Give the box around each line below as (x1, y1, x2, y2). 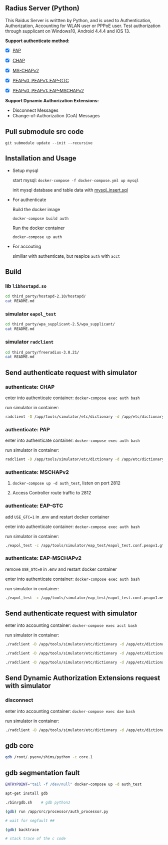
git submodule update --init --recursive (5, 140, 93, 145)
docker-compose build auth (12, 216, 69, 221)
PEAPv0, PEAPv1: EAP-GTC (12, 78, 69, 83)
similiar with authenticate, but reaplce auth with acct (12, 253, 120, 259)
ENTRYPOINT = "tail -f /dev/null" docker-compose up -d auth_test (5, 782, 142, 787)
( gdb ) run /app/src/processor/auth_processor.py (5, 809, 108, 814)
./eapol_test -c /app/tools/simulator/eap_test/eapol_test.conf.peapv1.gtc (5, 543, 166, 548)
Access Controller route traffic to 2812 (12, 490, 91, 496)
